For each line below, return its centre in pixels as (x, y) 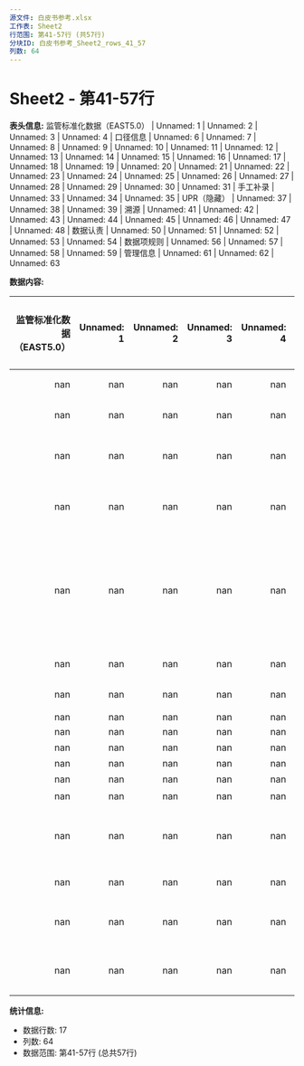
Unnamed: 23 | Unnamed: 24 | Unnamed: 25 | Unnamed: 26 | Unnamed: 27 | (152, 176)
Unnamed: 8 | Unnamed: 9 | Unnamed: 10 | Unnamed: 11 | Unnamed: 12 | (144, 148)
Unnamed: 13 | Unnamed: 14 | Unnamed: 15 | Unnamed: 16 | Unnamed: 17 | (148, 157)
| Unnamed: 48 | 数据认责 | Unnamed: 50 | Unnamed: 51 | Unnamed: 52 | (144, 231)
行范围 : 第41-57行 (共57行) (57, 34)
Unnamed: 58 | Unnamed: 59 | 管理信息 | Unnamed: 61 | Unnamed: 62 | (142, 253)
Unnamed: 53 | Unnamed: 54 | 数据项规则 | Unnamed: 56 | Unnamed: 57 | (146, 242)
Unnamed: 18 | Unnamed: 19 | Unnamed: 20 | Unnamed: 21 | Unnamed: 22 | (150, 167)
